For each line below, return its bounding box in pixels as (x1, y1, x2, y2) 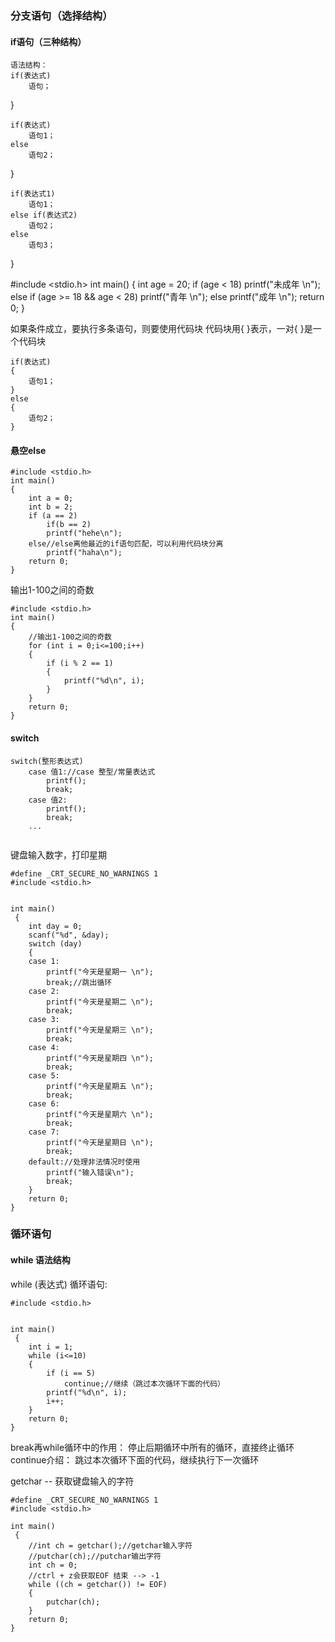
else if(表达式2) (10, 210, 78, 221)
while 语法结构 (10, 1254, 71, 1266)
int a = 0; (28, 493, 74, 504)
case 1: (28, 956, 60, 966)
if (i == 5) (46, 1368, 97, 1378)
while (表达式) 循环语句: (10, 1278, 108, 1290)
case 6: (28, 1098, 60, 1109)
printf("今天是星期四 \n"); (46, 1053, 154, 1063)
